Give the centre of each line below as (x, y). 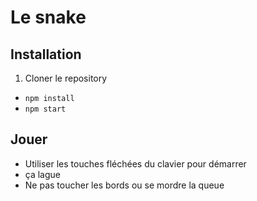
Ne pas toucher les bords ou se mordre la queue (124, 185)
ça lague (43, 174)
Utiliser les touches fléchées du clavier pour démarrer (135, 163)
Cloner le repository (66, 78)
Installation (46, 54)
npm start (45, 109)
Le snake (48, 17)
